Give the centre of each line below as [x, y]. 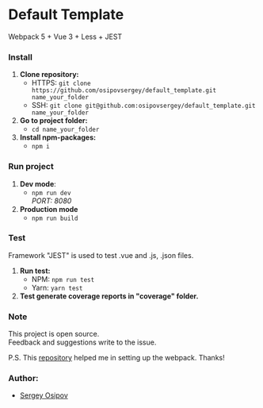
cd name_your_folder [65, 130]
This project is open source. [54, 334]
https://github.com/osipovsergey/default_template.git [124, 90]
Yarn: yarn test [57, 287]
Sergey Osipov [44, 395]
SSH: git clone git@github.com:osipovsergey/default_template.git [143, 106]
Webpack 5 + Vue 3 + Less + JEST [65, 37]
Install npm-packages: [58, 137]
